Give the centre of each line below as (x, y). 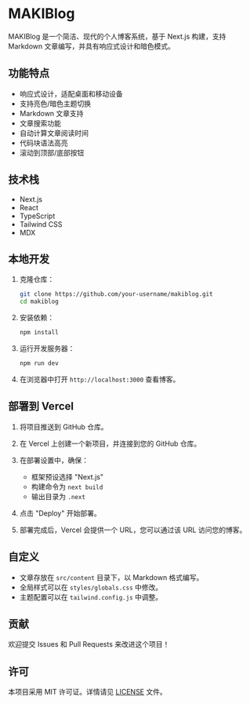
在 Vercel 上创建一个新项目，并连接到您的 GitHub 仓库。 (110, 443)
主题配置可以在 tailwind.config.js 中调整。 (91, 596)
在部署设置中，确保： (54, 460)
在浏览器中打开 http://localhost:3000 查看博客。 (100, 379)
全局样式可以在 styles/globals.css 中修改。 (91, 587)
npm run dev (39, 363)
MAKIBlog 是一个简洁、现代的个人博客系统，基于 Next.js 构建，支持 (117, 36)
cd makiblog (39, 302)
